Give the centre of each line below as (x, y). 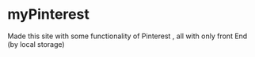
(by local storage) (36, 44)
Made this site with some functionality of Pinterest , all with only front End (127, 36)
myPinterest (49, 14)
